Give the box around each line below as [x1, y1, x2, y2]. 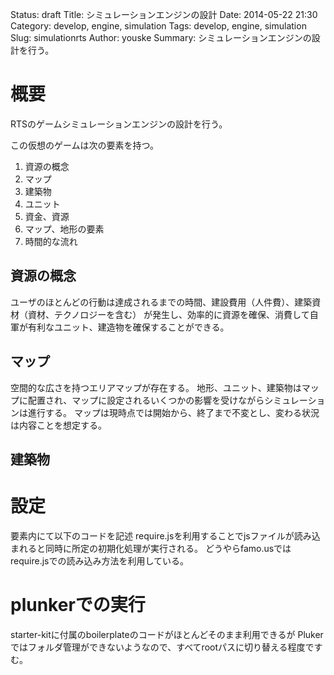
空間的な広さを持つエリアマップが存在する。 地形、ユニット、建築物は [10, 381, 302, 393]
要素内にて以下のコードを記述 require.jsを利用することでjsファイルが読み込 [10, 529, 321, 542]
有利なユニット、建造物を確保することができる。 [27, 321, 230, 333]
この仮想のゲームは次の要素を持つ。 [10, 139, 160, 151]
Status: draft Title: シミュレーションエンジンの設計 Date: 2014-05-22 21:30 [10, 9, 318, 20]
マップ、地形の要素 [24, 223, 105, 235]
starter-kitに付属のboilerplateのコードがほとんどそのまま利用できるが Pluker [10, 628, 324, 640]
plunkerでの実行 [10, 594, 146, 617]
